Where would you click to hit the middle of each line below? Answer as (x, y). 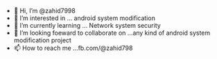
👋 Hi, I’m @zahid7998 (45, 11)
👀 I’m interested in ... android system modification (85, 18)
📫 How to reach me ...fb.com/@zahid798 (73, 48)
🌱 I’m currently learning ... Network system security (87, 25)
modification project (42, 40)
